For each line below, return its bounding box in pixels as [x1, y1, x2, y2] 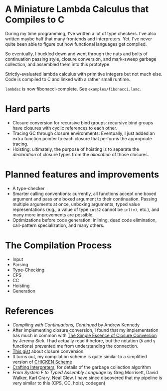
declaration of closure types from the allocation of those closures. [12, 151, 149, 157]
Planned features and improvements [5, 169, 160, 180]
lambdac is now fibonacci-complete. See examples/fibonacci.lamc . [5, 86, 141, 92]
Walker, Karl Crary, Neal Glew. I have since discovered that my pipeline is [12, 375, 163, 381]
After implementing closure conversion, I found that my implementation [12, 327, 159, 333]
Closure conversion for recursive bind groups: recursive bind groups [12, 119, 154, 125]
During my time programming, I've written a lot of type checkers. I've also [5, 30, 157, 36]
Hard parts [5, 103, 51, 115]
